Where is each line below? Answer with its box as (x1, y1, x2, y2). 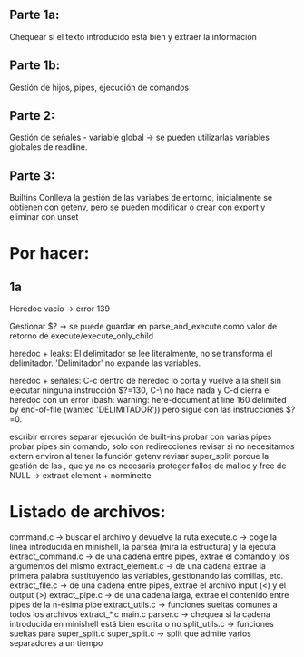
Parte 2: (9, 108, 55, 123)
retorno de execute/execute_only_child (9, 330, 154, 341)
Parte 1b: (9, 58, 61, 74)
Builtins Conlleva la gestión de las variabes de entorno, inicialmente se (9, 192, 273, 203)
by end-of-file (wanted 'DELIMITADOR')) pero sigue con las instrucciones (9, 404, 284, 416)
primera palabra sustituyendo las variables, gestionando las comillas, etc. (9, 571, 284, 582)
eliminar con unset (9, 211, 79, 222)
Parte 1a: (9, 7, 60, 23)
